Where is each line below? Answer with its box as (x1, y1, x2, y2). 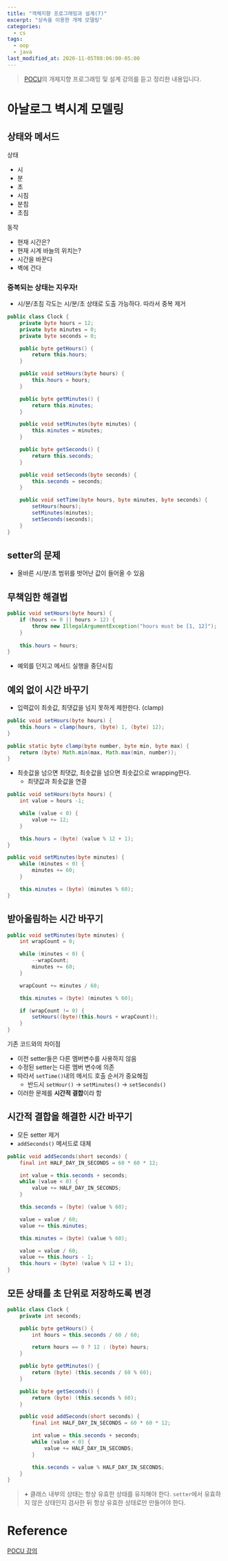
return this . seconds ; (32, 453, 94, 459)
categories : (7, 23, 41, 30)
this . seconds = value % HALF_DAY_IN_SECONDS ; (32, 1464, 165, 1471)
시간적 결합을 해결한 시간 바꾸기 (7, 1111, 133, 1123)
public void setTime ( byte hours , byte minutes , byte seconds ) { (19, 497, 208, 504)
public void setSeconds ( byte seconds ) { (19, 471, 137, 478)
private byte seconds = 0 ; (19, 332, 97, 339)
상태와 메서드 (7, 131, 60, 143)
